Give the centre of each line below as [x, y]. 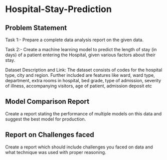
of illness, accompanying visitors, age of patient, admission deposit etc [78, 86]
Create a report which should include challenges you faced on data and [79, 147]
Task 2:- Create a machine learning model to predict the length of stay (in [81, 49]
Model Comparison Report [47, 102]
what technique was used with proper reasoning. [56, 152]
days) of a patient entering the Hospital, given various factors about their [80, 55]
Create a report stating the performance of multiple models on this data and [83, 113]
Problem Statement [36, 28]
